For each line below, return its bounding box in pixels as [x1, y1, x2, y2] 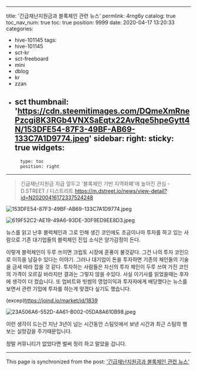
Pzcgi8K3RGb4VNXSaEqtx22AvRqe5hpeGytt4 [14, 115, 190, 125]
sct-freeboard [14, 55, 49, 62]
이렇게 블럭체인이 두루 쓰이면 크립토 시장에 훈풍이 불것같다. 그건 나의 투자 [6, 249, 174, 256]
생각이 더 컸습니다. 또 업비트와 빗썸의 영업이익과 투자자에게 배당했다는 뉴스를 [12, 278, 188, 285]
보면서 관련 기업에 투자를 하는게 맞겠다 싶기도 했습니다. [6, 285, 131, 292]
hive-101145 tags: [14, 36, 57, 43]
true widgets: [14, 143, 65, 153]
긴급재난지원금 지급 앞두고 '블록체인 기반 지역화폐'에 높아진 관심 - [20, 180, 170, 187]
